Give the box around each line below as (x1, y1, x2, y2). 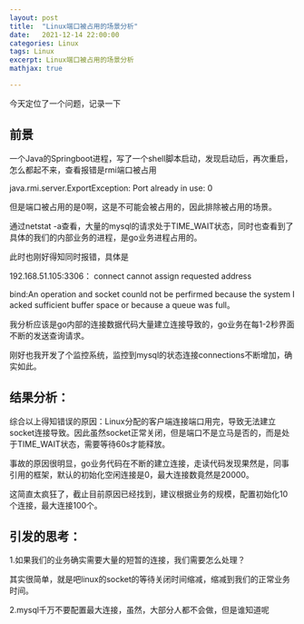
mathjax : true (9, 64, 64, 74)
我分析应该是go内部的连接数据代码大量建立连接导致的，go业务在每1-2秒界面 (9, 319, 295, 330)
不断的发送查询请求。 (9, 330, 89, 341)
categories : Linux (9, 38, 79, 48)
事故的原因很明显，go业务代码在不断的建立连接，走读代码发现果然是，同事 (9, 458, 289, 469)
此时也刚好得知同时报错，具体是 (9, 251, 129, 262)
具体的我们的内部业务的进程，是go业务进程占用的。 (9, 232, 202, 243)
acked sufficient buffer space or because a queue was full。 (9, 299, 235, 310)
